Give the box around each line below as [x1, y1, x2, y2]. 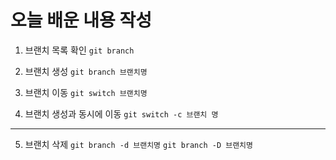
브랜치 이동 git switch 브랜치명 [24, 86, 148, 98]
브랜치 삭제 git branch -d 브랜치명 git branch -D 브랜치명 [24, 138, 253, 150]
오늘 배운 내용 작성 [10, 9, 152, 32]
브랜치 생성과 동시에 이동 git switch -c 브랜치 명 [24, 107, 219, 120]
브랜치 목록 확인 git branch [24, 44, 135, 56]
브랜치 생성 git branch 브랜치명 [24, 65, 148, 77]
